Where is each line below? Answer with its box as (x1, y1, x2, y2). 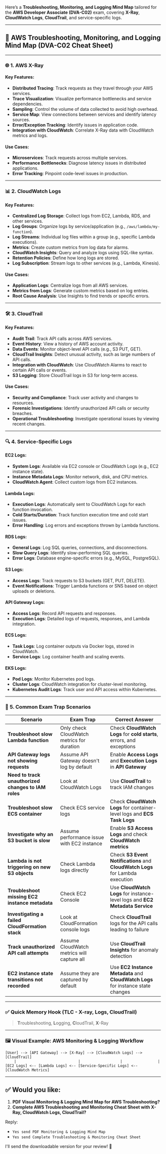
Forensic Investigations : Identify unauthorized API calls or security (12, 405, 150, 411)
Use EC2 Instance (110, 964, 153, 971)
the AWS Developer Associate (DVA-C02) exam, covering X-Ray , (5, 9, 140, 15)
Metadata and (110, 970, 143, 977)
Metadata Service (110, 903, 153, 910)
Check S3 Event (110, 851, 148, 858)
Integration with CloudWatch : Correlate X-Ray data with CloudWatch (12, 127, 154, 133)
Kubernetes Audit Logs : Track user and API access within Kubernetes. (12, 687, 157, 692)
